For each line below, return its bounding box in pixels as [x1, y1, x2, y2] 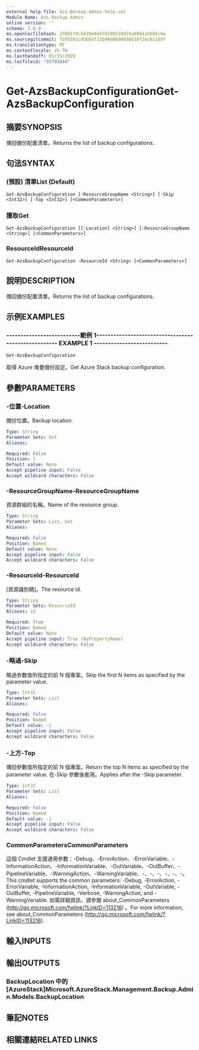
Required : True [6, 620, 44, 625]
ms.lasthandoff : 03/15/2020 [6, 53, 76, 59]
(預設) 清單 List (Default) [6, 177, 75, 185]
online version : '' [6, 20, 55, 26]
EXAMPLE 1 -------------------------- [58, 339, 168, 347]
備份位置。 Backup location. [6, 417, 73, 424]
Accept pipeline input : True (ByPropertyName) [6, 636, 124, 642]
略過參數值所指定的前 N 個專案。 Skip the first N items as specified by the [6, 671, 185, 679]
